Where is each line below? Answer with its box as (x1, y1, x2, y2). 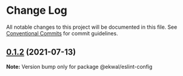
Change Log (6, 4, 67, 17)
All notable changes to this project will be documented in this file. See (6, 23, 178, 31)
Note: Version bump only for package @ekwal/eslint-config (6, 63, 153, 70)
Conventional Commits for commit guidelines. (6, 29, 118, 37)
